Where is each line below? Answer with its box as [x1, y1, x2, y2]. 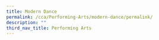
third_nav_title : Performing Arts [6, 25, 92, 31]
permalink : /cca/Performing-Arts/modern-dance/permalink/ [6, 14, 153, 20]
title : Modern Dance [6, 8, 58, 15]
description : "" [6, 19, 46, 25]
